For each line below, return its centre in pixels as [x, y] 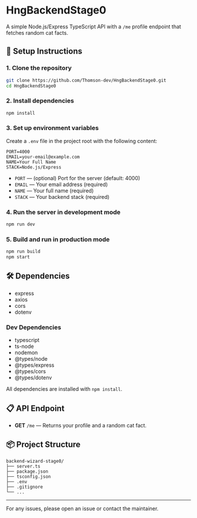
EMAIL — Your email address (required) [61, 184]
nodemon [26, 353]
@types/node [31, 359]
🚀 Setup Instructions [44, 52]
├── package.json [27, 471]
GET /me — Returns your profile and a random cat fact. [80, 425]
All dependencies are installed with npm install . [64, 389]
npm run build [23, 252]
